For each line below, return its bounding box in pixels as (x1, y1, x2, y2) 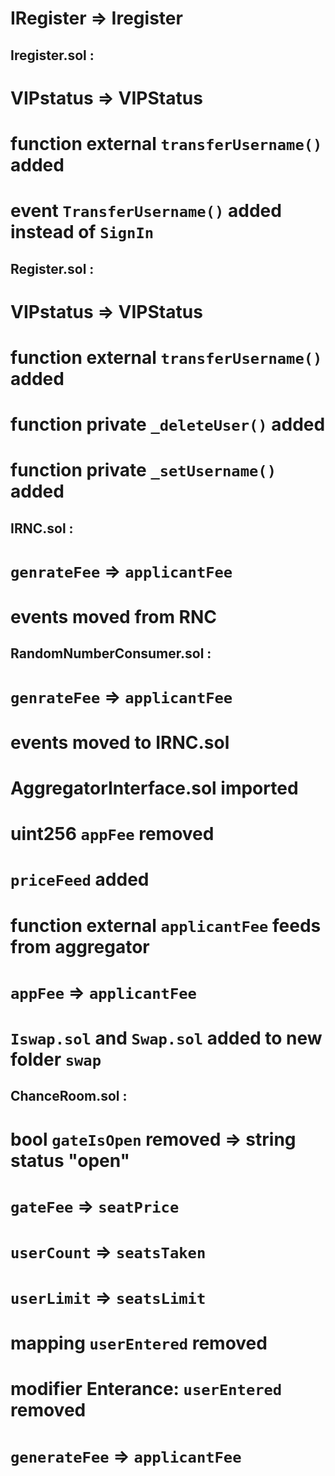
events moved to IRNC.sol (10, 731, 230, 754)
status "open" (10, 1149, 131, 1172)
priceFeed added (10, 868, 150, 891)
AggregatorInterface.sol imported (10, 777, 299, 799)
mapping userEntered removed (10, 1332, 268, 1355)
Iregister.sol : (10, 47, 95, 64)
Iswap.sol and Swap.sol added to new (10, 1027, 323, 1049)
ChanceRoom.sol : (10, 1088, 128, 1105)
